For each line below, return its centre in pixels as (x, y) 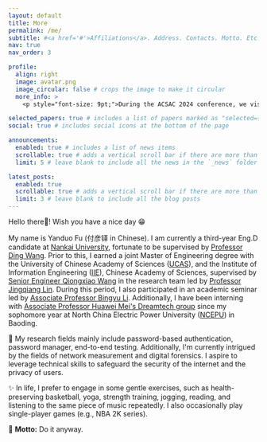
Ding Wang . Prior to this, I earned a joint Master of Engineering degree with (131, 255)
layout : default (35, 16)
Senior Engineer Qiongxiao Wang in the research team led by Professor (125, 281)
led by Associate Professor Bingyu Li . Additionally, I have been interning (126, 298)
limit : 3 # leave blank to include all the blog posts (108, 199)
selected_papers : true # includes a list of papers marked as (113, 119)
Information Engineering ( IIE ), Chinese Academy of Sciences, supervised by (132, 272)
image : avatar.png (46, 82)
